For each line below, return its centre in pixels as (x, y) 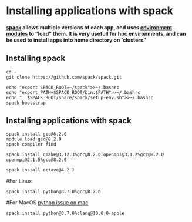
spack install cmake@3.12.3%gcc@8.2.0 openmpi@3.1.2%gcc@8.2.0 (85, 155)
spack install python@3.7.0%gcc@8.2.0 (53, 192)
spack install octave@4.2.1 (41, 170)
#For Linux (19, 181)
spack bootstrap (26, 103)
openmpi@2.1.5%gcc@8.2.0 (36, 160)
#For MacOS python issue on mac (47, 203)
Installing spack (36, 58)
